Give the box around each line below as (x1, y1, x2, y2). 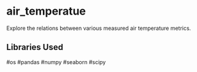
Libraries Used (6, 42, 63, 52)
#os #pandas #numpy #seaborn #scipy (6, 58, 106, 65)
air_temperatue (6, 4, 86, 18)
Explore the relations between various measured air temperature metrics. (6, 24, 191, 32)
